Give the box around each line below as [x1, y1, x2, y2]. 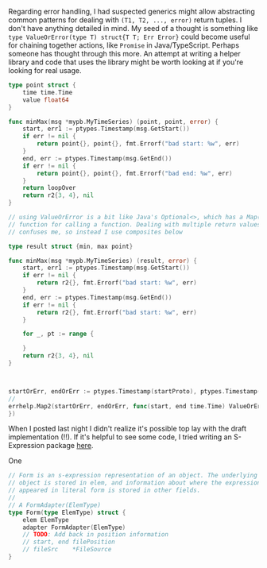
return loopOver [22, 184, 77, 192]
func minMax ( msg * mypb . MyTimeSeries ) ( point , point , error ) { [8, 118, 219, 126]
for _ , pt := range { [22, 330, 94, 338]
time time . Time [22, 88, 73, 96]
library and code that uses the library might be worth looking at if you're [8, 57, 244, 67]
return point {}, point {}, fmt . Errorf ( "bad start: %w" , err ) [37, 140, 240, 148]
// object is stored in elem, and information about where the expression [8, 479, 261, 487]
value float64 [22, 95, 69, 104]
